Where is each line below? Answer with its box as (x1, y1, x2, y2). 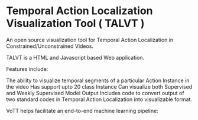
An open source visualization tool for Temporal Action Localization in (6, 36, 174, 43)
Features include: (6, 65, 48, 72)
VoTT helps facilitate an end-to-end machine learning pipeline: (6, 107, 158, 114)
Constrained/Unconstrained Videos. (6, 43, 93, 50)
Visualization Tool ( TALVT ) (6, 17, 145, 30)
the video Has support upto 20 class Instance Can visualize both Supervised (6, 83, 193, 90)
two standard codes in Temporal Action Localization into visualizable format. (6, 96, 192, 103)
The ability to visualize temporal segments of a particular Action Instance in (6, 77, 190, 84)
